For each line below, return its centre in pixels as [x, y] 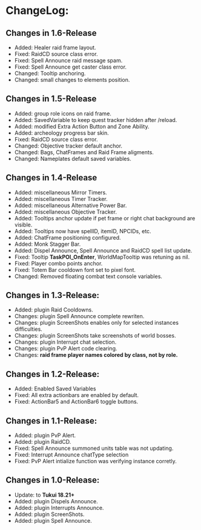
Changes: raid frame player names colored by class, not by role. [96, 355]
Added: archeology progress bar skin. [62, 133]
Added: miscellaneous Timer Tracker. [61, 199]
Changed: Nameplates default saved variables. [73, 158]
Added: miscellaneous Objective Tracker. [66, 212]
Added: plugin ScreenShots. [49, 514]
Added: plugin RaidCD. [43, 442]
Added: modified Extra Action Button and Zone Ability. [82, 126]
